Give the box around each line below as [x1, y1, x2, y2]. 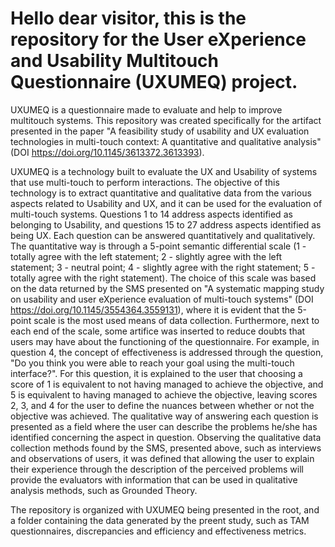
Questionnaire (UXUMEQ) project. [10, 71, 298, 94]
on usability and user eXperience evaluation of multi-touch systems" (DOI [10, 293, 314, 305]
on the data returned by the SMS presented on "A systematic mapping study [10, 282, 325, 294]
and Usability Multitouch [10, 50, 220, 72]
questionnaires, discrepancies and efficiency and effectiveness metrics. [10, 525, 307, 537]
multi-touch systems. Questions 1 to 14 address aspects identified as [10, 208, 293, 220]
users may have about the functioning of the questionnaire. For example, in [10, 335, 320, 347]
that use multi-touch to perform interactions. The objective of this [10, 176, 280, 188]
